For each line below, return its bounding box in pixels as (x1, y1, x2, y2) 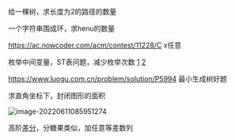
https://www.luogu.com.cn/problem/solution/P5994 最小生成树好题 (8, 74, 228, 83)
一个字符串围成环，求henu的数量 (8, 24, 115, 33)
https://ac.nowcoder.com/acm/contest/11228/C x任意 (8, 40, 182, 50)
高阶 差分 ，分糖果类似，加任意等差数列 (8, 123, 133, 132)
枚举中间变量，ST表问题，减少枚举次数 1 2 (8, 58, 146, 66)
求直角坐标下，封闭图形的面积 (8, 91, 105, 100)
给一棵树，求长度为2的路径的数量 (8, 7, 117, 16)
